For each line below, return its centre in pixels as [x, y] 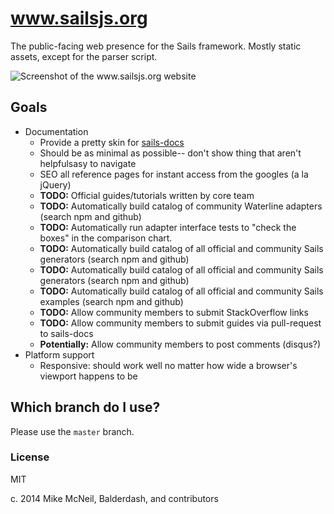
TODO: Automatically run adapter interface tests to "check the [168, 227]
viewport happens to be [88, 376]
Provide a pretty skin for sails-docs [112, 142]
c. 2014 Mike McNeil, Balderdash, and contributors [114, 498]
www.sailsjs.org [79, 18]
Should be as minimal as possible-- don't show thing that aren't [170, 153]
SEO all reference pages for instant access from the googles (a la [174, 174]
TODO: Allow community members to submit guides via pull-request [180, 323]
